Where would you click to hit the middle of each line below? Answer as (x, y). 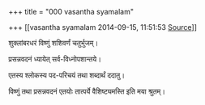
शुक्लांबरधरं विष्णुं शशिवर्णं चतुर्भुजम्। (53, 43)
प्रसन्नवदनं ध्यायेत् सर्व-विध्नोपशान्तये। (55, 59)
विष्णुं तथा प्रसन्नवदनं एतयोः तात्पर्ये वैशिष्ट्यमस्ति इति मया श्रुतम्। (87, 91)
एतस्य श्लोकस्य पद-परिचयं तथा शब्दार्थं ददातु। (67, 75)
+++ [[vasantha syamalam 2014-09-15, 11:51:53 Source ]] (102, 27)
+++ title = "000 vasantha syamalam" (71, 12)
